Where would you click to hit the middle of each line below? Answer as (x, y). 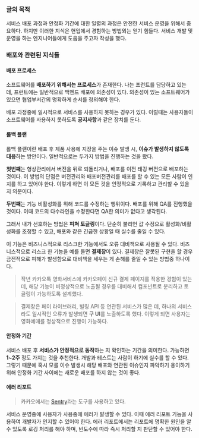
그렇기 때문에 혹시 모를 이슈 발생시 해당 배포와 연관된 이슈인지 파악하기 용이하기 (98, 365)
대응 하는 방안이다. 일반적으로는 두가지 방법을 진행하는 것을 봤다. (80, 156)
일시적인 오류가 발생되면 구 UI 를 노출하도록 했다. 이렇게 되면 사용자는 (111, 314)
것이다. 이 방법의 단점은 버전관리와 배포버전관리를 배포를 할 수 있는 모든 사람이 (97, 176)
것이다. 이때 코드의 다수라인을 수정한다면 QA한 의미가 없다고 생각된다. (87, 211)
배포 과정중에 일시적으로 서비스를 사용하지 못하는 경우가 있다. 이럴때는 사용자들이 (100, 112)
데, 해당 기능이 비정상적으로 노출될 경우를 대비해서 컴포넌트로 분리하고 (102, 286)
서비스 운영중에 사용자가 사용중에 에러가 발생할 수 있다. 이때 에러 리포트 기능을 (97, 414)
